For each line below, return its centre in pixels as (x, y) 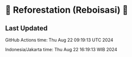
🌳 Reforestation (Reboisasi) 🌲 (67, 10)
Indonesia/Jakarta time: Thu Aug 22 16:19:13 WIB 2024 (61, 49)
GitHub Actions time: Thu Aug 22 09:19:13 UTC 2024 (59, 40)
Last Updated (26, 28)
